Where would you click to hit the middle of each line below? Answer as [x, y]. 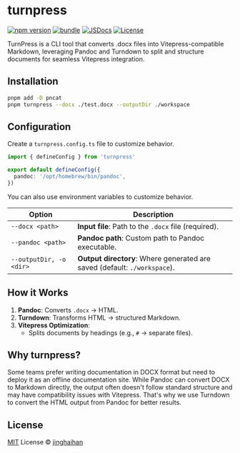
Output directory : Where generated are [144, 258]
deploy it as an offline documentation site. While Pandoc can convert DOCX [119, 380]
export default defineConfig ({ [54, 170]
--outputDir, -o [39, 259]
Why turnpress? [44, 355]
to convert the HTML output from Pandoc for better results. [95, 402]
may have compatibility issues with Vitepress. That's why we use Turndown [119, 395]
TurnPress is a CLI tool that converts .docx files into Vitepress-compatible [116, 44]
